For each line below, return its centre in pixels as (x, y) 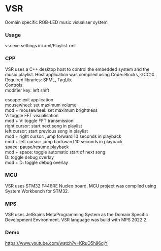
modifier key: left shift (27, 90)
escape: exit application (29, 99)
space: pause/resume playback (37, 147)
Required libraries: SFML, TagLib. (39, 80)
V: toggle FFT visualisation (32, 115)
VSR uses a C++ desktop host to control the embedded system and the (77, 69)
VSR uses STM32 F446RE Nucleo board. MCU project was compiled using (81, 186)
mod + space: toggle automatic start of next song (55, 152)
